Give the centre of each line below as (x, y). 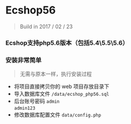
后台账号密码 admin (37, 101)
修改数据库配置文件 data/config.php (58, 115)
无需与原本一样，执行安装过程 (56, 74)
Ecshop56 (31, 10)
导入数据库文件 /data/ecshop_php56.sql (61, 94)
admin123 (25, 108)
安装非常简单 (24, 60)
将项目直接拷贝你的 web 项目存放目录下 (61, 86)
